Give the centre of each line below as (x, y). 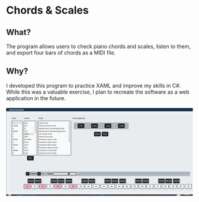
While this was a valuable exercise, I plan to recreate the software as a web (98, 92)
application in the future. (36, 98)
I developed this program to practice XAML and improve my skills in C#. (94, 85)
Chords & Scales (47, 10)
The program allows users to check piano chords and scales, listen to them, (99, 46)
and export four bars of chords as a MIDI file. (61, 53)
